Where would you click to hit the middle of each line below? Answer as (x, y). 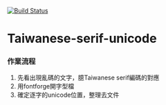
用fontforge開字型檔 (46, 86)
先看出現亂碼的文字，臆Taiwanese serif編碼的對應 (88, 78)
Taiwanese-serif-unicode (82, 39)
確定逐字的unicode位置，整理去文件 (68, 95)
